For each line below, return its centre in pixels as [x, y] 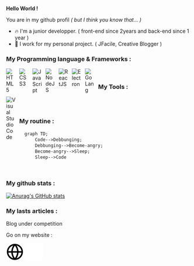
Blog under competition [34, 224]
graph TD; [36, 134]
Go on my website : [29, 235]
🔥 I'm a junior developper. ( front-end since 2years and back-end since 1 [102, 31]
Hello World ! [22, 8]
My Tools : [113, 87]
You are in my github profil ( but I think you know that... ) [74, 20]
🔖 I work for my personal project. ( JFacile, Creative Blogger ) [88, 44]
